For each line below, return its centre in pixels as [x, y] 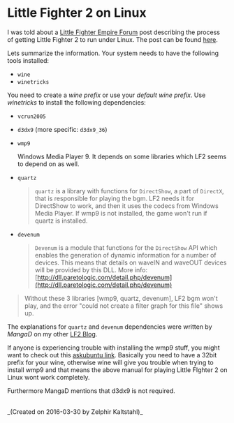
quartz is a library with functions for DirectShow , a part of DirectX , [130, 191]
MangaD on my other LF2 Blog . [52, 334]
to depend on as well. [48, 164]
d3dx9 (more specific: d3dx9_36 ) [62, 129]
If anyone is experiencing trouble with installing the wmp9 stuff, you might [114, 348]
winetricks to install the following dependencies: [77, 102]
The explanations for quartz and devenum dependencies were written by [110, 327]
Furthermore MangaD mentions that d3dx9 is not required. [92, 391]
